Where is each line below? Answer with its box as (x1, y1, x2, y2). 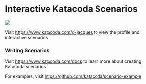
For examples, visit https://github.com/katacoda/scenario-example (5, 73, 141, 79)
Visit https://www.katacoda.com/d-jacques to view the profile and (5, 29, 140, 35)
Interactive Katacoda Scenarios (5, 3, 138, 15)
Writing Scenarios (5, 47, 49, 54)
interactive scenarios (5, 34, 48, 40)
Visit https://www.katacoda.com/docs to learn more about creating (5, 58, 142, 64)
